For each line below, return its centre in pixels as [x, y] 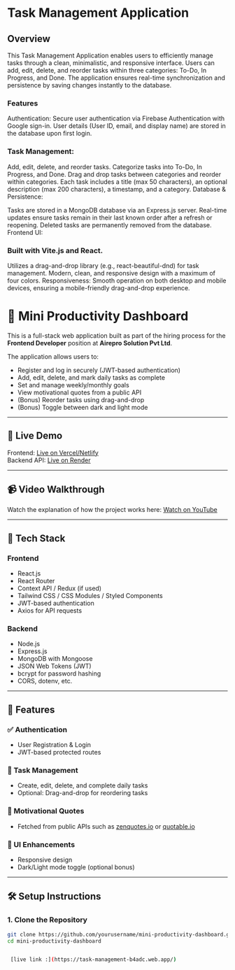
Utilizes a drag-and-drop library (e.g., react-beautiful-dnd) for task [103, 265]
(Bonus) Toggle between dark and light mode [83, 407]
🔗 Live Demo [35, 436]
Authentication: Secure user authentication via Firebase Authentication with [116, 119]
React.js [29, 573]
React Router [36, 581]
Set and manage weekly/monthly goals [73, 385]
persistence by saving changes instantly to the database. [90, 85]
